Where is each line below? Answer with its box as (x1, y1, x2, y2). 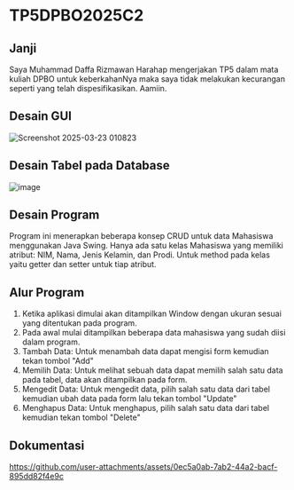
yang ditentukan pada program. (21, 318, 137, 328)
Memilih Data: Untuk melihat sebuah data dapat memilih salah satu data (21, 365, 283, 375)
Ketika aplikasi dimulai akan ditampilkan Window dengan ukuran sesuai (21, 308, 282, 320)
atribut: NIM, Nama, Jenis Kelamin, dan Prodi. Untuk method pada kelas (9, 249, 270, 260)
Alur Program (9, 285, 85, 300)
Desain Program (9, 208, 100, 223)
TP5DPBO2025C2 (9, 5, 144, 26)
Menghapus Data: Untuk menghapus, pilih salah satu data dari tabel (21, 403, 270, 414)
